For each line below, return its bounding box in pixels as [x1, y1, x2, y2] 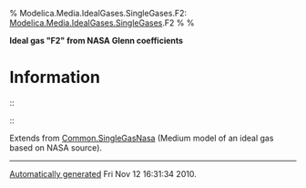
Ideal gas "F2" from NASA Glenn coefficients [9, 36, 184, 46]
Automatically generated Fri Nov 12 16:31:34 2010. [9, 168, 198, 179]
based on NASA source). [9, 141, 103, 153]
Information [9, 68, 100, 88]
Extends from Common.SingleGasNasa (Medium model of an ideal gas [9, 132, 274, 143]
